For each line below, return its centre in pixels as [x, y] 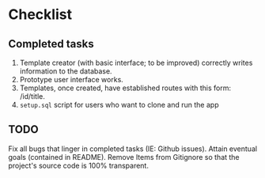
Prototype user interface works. [72, 80]
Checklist [40, 15]
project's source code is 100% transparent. [78, 165]
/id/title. [32, 96]
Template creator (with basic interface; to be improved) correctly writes [136, 62]
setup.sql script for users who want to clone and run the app [119, 105]
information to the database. [66, 71]
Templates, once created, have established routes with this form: [125, 88]
